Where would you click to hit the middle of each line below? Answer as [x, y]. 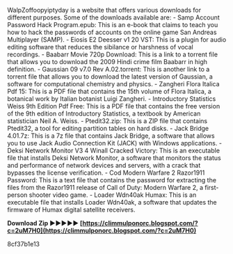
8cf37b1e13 [24, 244]
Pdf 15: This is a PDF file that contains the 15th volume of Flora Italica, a [110, 91]
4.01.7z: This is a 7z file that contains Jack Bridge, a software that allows [111, 136]
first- [212, 188]
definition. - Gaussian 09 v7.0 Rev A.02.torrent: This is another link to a [109, 69]
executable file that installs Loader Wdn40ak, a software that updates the [112, 202]
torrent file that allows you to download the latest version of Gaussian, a [110, 77]
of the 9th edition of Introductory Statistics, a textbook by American [104, 113]
